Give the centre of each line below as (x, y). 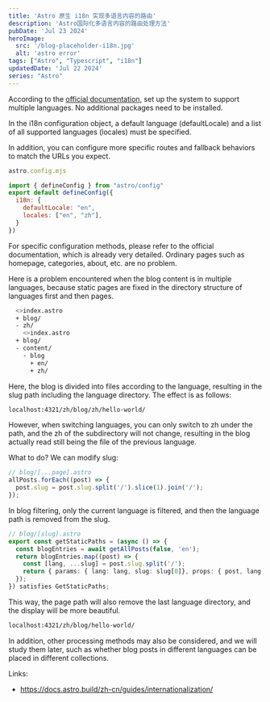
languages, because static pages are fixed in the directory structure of (125, 287)
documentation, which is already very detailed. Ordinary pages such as (127, 254)
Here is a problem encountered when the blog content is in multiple (120, 279)
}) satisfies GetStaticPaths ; (59, 586)
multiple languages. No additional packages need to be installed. (116, 107)
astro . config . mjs (37, 170)
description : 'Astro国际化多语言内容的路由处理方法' (89, 23)
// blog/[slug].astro (45, 534)
